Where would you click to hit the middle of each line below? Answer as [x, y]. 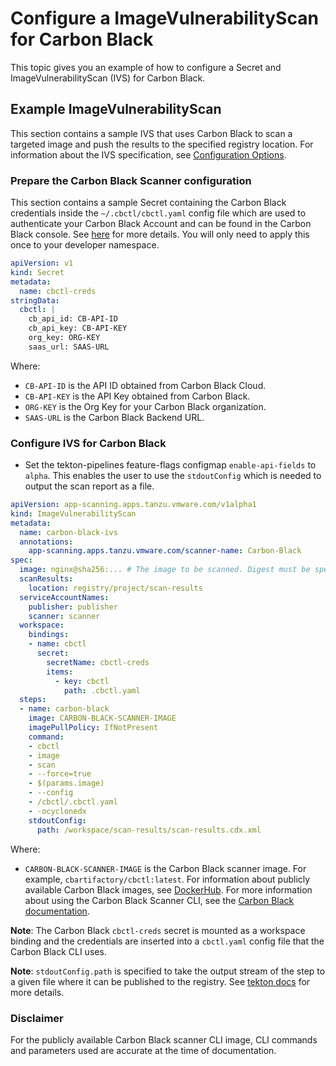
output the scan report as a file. [89, 486]
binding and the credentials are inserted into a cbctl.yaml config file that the [167, 941]
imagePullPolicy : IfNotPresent [93, 728]
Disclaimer [37, 1018]
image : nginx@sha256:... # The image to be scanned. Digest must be [165, 570]
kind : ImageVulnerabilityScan [73, 513]
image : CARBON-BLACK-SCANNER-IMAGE [102, 718]
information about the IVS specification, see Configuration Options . [148, 154]
